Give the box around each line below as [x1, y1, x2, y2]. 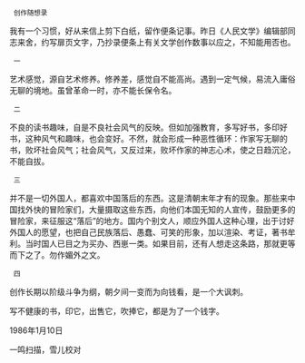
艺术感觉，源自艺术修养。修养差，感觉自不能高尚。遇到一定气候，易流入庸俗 [9, 74, 296, 84]
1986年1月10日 [9, 325, 64, 336]
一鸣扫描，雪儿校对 [9, 344, 82, 355]
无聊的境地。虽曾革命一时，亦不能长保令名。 [9, 85, 177, 95]
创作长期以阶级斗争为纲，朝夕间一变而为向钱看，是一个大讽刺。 [9, 287, 248, 297]
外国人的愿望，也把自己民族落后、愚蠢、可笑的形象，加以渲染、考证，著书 [9, 227, 288, 238]
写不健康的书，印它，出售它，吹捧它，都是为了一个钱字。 [9, 306, 224, 316]
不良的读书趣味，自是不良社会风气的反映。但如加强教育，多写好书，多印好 [9, 122, 288, 132]
